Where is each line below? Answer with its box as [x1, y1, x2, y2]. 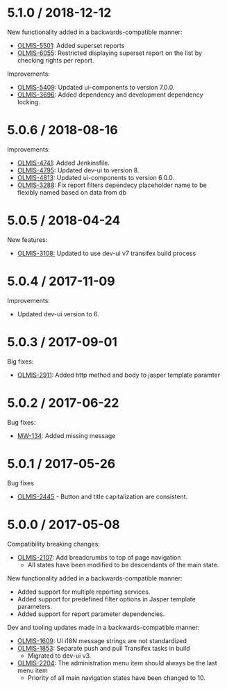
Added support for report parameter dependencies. [17, 610, 165, 618]
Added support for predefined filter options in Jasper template [17, 594, 196, 603]
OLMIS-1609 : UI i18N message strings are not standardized [17, 636, 187, 645]
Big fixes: [7, 357, 34, 366]
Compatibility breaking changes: [7, 540, 101, 548]
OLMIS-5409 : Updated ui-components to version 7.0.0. [17, 83, 175, 91]
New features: [7, 235, 48, 244]
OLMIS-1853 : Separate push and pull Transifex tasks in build [17, 644, 190, 652]
